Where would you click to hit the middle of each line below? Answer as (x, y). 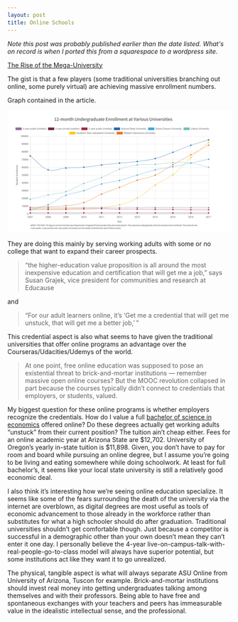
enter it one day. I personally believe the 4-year (77, 545)
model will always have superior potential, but (147, 552)
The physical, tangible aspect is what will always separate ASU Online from (118, 573)
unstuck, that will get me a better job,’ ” (82, 323)
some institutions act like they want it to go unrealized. (87, 559)
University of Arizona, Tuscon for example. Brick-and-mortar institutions (113, 581)
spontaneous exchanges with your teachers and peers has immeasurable (115, 604)
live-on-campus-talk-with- (186, 545)
